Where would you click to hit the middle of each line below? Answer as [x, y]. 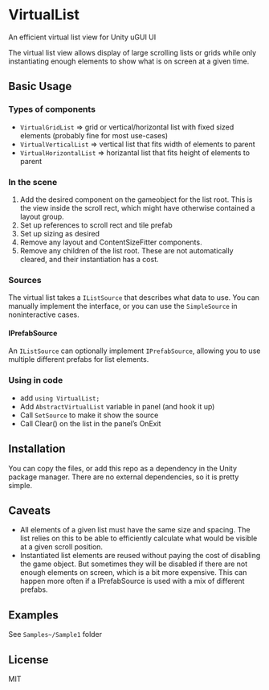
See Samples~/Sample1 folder [55, 635]
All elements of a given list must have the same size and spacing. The [135, 530]
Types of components [52, 109]
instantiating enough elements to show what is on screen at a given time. [129, 61]
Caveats [29, 510]
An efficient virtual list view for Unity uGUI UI [82, 37]
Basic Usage [40, 86]
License [29, 660]
